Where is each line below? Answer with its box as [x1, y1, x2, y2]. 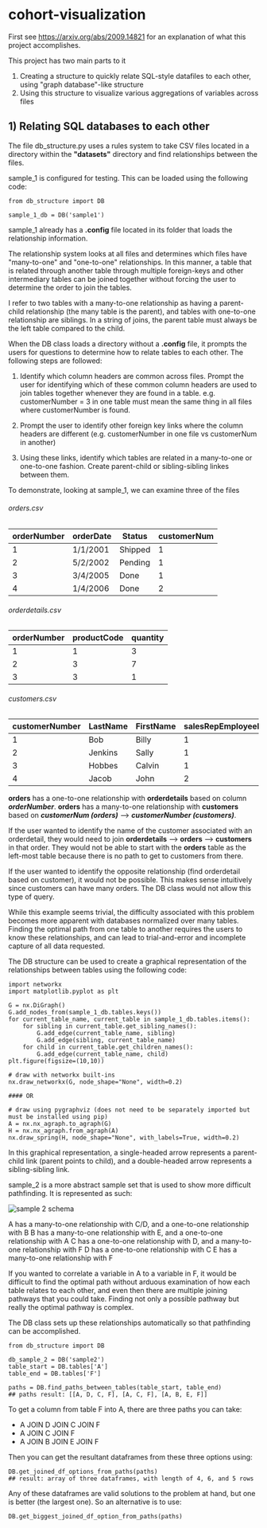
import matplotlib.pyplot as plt [8, 987, 119, 996]
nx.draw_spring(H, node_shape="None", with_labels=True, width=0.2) [8, 1134, 240, 1142]
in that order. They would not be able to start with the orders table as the [8, 842, 246, 853]
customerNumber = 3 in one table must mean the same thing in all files [19, 397, 253, 406]
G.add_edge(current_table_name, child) [37, 1050, 169, 1058]
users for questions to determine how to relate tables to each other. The [8, 347, 244, 357]
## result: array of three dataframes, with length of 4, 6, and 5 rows [8, 1475, 254, 1483]
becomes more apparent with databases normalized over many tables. [8, 916, 240, 925]
